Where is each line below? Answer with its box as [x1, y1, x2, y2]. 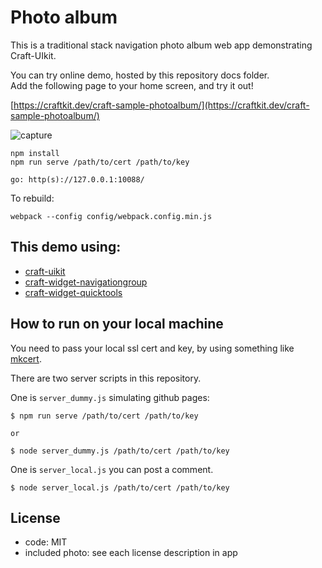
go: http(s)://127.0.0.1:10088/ [10, 174, 145, 185]
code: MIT [24, 536, 68, 548]
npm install [10, 148, 60, 158]
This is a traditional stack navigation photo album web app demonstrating [10, 39, 313, 51]
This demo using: [10, 239, 122, 256]
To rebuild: [10, 192, 55, 204]
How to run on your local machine [10, 316, 224, 333]
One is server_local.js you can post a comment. [10, 463, 214, 475]
